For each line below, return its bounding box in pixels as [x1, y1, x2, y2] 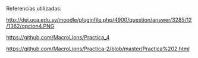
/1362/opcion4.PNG [6, 23, 55, 29]
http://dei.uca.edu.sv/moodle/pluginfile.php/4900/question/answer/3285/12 [6, 16, 192, 23]
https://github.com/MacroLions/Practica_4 [6, 34, 110, 40]
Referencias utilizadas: [6, 5, 62, 12]
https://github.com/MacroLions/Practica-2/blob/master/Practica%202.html [6, 45, 190, 52]
